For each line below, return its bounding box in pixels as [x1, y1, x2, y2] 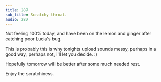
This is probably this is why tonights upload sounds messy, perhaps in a [5, 46, 156, 52]
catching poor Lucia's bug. [5, 36, 62, 42]
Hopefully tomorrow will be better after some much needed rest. [5, 61, 140, 67]
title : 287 [5, 7, 29, 13]
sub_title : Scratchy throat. [5, 12, 67, 17]
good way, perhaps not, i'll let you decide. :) [5, 51, 98, 57]
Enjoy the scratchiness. [5, 71, 55, 77]
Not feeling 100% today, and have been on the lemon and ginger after [5, 31, 152, 37]
